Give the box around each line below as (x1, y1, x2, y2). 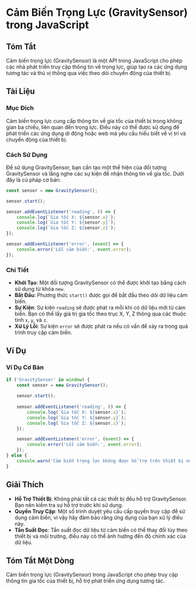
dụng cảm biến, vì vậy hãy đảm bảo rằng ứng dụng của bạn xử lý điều (14, 514, 183, 521)
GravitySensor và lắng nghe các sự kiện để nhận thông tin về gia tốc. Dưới (6, 170, 184, 177)
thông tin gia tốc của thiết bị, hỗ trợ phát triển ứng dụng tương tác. (6, 577, 165, 585)
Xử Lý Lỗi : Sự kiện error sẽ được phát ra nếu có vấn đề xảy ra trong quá (14, 323, 188, 330)
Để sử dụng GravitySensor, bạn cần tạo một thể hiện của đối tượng (6, 164, 167, 171)
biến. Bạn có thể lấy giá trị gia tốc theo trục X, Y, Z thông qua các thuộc (14, 310, 187, 317)
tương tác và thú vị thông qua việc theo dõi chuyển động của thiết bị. (6, 70, 172, 76)
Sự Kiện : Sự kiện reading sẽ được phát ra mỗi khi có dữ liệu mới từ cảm (14, 304, 185, 311)
